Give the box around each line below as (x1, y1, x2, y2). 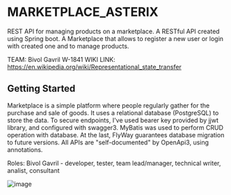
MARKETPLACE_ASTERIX (7, 4, 159, 20)
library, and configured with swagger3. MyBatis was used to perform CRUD (7, 123, 224, 132)
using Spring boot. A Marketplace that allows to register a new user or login (7, 34, 224, 42)
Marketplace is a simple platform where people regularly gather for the (7, 101, 210, 110)
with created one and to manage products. (7, 42, 129, 50)
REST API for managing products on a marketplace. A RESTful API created (7, 27, 221, 35)
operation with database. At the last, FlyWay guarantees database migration (7, 130, 225, 139)
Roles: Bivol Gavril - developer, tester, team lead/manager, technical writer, (7, 159, 221, 167)
